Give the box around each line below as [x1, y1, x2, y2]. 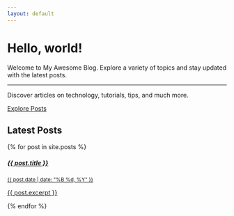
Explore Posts [7, 104, 47, 112]
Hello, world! [7, 40, 83, 56]
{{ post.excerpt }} [7, 189, 58, 197]
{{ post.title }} [7, 158, 49, 167]
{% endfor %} [7, 202, 47, 210]
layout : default [7, 10, 54, 17]
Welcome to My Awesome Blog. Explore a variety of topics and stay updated [7, 63, 227, 72]
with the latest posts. [7, 70, 68, 79]
